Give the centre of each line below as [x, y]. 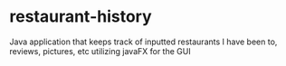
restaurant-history [81, 17]
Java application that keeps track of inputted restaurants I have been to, [143, 42]
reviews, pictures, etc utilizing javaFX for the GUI [100, 51]
